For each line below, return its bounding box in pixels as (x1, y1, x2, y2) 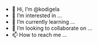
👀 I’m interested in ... (11, 12, 62, 19)
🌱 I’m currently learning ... (11, 18, 75, 25)
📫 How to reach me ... (11, 32, 67, 38)
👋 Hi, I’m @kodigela (11, 6, 60, 12)
